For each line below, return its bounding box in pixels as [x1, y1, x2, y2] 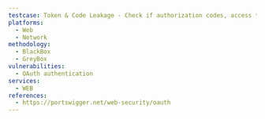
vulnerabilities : [8, 63, 65, 70]
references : [8, 92, 47, 99]
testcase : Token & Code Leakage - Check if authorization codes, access [8, 11, 252, 20]
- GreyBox [15, 56, 47, 63]
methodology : [8, 41, 51, 49]
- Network [15, 33, 47, 41]
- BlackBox [15, 48, 51, 56]
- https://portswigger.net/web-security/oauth [15, 99, 171, 106]
